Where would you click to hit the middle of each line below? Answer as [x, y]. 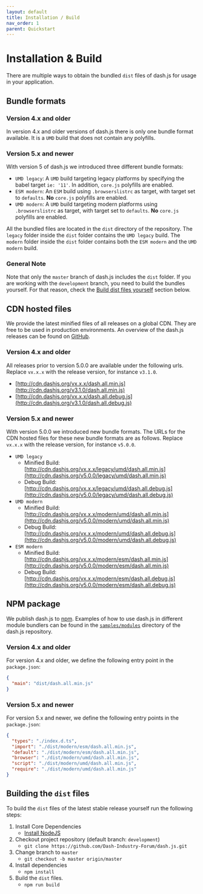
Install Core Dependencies [48, 826]
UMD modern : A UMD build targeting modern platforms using [86, 204]
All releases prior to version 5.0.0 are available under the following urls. [95, 365]
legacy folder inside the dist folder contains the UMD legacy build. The [93, 235]
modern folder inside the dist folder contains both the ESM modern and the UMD [101, 242]
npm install [39, 872]
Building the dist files [48, 794]
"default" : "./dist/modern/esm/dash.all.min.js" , [75, 752]
